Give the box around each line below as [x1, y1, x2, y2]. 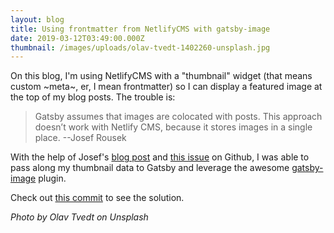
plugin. [38, 172, 67, 185]
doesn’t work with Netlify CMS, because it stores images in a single [34, 121, 313, 133]
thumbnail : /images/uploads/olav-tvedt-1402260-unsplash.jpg [10, 42, 271, 53]
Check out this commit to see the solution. [10, 192, 185, 204]
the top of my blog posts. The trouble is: [10, 91, 176, 103]
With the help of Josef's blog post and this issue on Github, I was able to [10, 151, 310, 163]
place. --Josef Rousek [34, 132, 127, 144]
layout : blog [10, 14, 65, 25]
